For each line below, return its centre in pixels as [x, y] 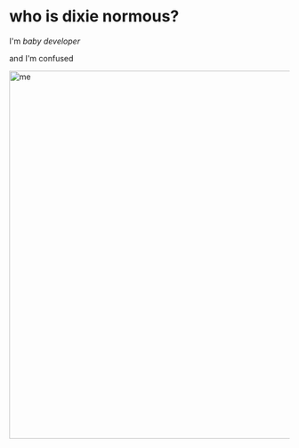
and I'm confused [41, 58]
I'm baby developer [45, 41]
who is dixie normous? [94, 16]
